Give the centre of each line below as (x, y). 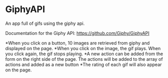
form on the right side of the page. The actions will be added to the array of (84, 59)
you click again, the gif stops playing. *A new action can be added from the (84, 54)
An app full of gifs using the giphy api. (45, 23)
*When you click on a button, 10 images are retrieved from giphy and (77, 43)
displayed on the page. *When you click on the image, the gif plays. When (83, 48)
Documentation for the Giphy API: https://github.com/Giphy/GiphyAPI (77, 33)
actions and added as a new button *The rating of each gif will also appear (84, 64)
